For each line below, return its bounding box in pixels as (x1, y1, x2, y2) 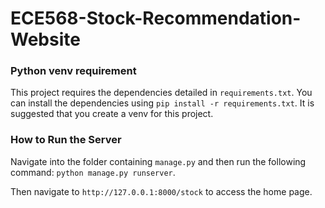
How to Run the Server (10, 133, 122, 147)
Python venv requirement (10, 64, 137, 78)
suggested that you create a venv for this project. (10, 108, 214, 120)
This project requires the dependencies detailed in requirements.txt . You (10, 87, 313, 99)
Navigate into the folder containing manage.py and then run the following (10, 155, 307, 167)
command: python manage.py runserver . (10, 166, 176, 178)
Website (10, 28, 81, 51)
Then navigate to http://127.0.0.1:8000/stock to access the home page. (10, 185, 313, 197)
